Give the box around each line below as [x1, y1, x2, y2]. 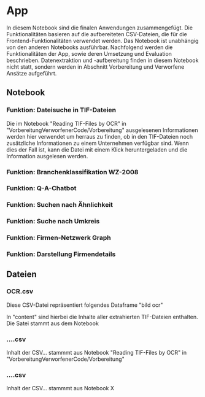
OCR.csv [6, 287, 34, 296]
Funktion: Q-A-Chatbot [6, 184, 77, 193]
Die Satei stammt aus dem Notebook [6, 320, 99, 327]
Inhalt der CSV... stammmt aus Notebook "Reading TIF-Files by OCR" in [6, 349, 187, 357]
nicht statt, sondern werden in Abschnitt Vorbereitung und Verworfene [6, 63, 185, 71]
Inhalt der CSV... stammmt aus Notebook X [6, 385, 115, 392]
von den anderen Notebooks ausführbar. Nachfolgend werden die [6, 44, 173, 51]
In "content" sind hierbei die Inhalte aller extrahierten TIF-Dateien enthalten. [6, 313, 198, 320]
